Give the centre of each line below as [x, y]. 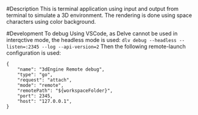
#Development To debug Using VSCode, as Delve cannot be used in [92, 33]
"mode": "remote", [41, 85]
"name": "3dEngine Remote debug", [61, 69]
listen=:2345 [23, 47]
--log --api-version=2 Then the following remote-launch [114, 46]
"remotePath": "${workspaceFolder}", [65, 91]
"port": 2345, [35, 96]
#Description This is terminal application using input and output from [92, 9]
